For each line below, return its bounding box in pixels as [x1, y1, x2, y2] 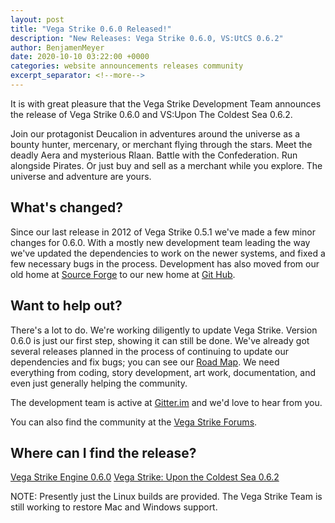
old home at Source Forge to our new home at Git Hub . [10, 268, 236, 280]
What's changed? [10, 199, 123, 216]
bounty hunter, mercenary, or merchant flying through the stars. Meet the [10, 138, 313, 150]
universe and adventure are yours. [10, 170, 152, 182]
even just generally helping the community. [10, 377, 188, 389]
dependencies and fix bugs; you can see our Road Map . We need [10, 356, 280, 368]
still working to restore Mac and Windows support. [10, 501, 218, 513]
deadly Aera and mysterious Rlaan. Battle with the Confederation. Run [10, 149, 298, 161]
